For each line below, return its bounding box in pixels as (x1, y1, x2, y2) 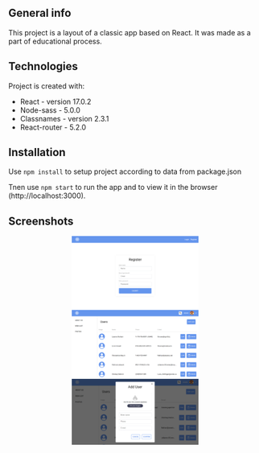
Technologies (8, 60, 79, 73)
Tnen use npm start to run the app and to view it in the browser (8, 183, 218, 192)
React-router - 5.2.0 (19, 122, 87, 132)
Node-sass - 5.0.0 (19, 105, 80, 115)
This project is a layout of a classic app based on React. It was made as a (8, 27, 251, 37)
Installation (8, 146, 66, 159)
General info (8, 6, 72, 20)
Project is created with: (8, 80, 85, 91)
